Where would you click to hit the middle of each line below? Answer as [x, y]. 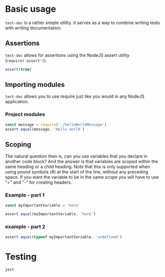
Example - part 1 [25, 195]
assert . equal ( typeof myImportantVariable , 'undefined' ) [64, 237]
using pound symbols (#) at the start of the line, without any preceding [77, 172]
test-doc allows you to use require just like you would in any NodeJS [75, 96]
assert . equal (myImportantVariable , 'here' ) [50, 214]
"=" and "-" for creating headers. [39, 182]
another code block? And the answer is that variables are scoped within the [82, 162]
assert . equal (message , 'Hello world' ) [45, 129]
